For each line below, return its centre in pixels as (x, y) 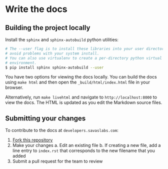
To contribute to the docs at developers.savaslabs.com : (62, 130)
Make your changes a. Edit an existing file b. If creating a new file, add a (86, 145)
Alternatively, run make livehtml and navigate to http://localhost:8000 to (81, 97)
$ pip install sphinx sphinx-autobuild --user (54, 67)
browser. (14, 87)
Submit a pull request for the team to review (57, 161)
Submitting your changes (45, 118)
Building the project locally (48, 28)
